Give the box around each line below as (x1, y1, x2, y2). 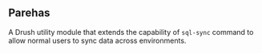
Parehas (8, 6, 50, 20)
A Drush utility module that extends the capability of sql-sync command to (8, 27, 254, 36)
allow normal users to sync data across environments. (8, 36, 187, 45)
